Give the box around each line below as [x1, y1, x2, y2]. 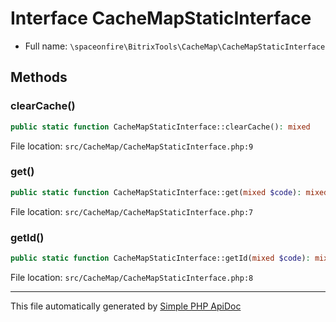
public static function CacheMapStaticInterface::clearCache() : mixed [10, 122, 311, 132]
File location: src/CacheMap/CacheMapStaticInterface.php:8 [10, 271, 254, 283]
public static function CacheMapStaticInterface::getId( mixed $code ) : [10, 253, 311, 263]
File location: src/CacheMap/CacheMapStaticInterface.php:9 [10, 140, 254, 152]
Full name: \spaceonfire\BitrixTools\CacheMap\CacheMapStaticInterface [24, 40, 326, 52]
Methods [10, 69, 68, 86]
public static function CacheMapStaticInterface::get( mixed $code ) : [10, 187, 302, 197]
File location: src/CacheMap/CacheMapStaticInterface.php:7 [10, 205, 254, 217]
